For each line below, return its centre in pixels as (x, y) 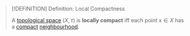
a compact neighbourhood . (45, 27)
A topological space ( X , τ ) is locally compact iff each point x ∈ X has (97, 20)
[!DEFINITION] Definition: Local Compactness (68, 9)
